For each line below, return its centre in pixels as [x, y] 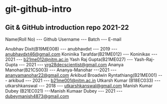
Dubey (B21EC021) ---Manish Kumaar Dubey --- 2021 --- [64, 91]
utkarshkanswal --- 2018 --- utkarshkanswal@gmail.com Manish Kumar [79, 86]
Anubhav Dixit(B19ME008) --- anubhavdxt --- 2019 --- [61, 49]
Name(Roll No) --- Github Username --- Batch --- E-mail [63, 39]
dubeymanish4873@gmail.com [37, 96]
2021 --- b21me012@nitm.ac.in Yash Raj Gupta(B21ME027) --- [69, 59]
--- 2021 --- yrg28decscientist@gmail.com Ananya [71, 65]
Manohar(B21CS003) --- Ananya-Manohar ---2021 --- [61, 70]
